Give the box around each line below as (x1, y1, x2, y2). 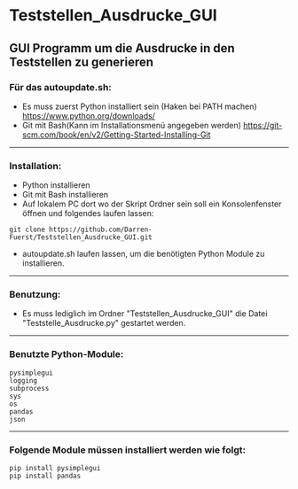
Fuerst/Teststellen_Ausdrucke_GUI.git (9, 233, 153, 242)
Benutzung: (9, 289, 61, 301)
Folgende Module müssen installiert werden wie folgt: (9, 444, 247, 456)
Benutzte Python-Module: (9, 348, 124, 361)
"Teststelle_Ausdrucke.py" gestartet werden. (21, 318, 186, 329)
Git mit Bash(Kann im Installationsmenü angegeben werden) (21, 120, 242, 130)
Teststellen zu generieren (9, 54, 153, 69)
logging (9, 376, 38, 385)
